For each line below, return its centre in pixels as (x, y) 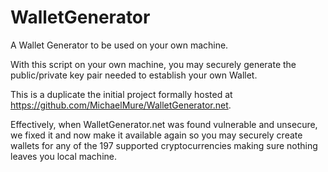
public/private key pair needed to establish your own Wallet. (134, 75)
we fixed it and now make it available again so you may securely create (156, 135)
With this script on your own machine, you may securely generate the (153, 64)
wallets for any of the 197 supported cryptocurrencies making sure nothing (164, 145)
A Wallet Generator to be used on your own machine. (119, 45)
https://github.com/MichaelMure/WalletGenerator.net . (121, 105)
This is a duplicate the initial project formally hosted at (121, 94)
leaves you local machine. (64, 156)
